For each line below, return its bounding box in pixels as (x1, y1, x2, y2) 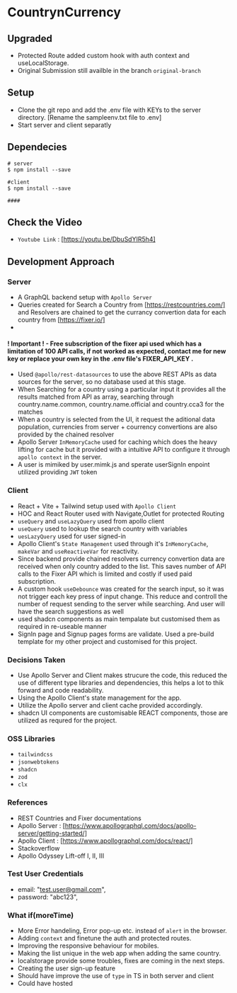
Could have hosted (17, 979, 73, 988)
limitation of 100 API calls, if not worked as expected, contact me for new (7, 346, 226, 355)
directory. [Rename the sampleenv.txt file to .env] (17, 113, 162, 121)
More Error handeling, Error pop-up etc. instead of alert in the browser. (17, 926, 228, 935)
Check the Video (7, 217, 83, 229)
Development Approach (7, 256, 115, 268)
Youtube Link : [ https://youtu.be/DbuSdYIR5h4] (17, 235, 156, 244)
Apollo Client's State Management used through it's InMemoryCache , (17, 539, 209, 547)
